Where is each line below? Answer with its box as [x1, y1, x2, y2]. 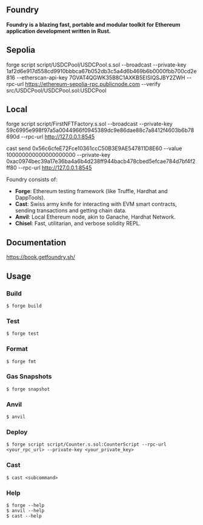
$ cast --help [6, 513, 42, 520]
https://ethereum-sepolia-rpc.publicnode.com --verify [25, 80, 161, 87]
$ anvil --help [6, 508, 45, 514]
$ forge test [6, 331, 39, 337]
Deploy [6, 428, 28, 437]
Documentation [6, 237, 67, 248]
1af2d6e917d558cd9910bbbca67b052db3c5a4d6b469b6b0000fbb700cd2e [6, 67, 197, 74]
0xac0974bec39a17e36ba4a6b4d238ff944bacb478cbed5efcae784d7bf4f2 [6, 157, 196, 165]
